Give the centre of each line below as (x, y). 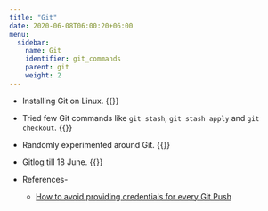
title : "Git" (33, 17)
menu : (19, 34)
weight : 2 (44, 76)
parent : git (47, 68)
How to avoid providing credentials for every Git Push (133, 196)
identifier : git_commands (73, 59)
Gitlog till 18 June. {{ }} (63, 162)
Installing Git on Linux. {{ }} (70, 101)
